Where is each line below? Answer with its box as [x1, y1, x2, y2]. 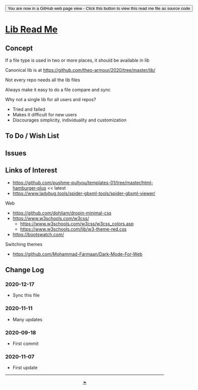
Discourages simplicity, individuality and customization [12, 117, 127, 123]
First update [12, 365, 38, 371]
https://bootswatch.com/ [12, 231, 64, 237]
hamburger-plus [12, 185, 46, 191]
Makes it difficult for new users [12, 112, 77, 117]
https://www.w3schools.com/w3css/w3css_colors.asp [20, 221, 134, 227]
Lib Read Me [5, 24, 58, 35]
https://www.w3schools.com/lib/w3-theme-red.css [20, 226, 127, 232]
